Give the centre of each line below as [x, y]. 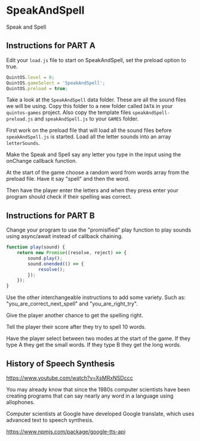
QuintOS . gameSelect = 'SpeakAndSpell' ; [56, 83]
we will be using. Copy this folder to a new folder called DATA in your [90, 106]
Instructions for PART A [51, 46]
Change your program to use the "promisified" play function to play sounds [99, 230]
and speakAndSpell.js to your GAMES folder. [87, 119]
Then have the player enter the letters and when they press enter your [92, 190]
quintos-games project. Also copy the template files [69, 112]
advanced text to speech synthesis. [50, 420]
